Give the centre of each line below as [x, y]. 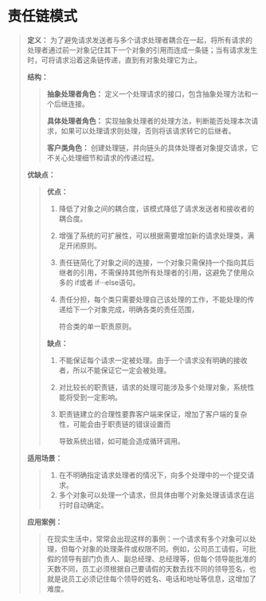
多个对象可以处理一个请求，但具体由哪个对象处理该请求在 [153, 495]
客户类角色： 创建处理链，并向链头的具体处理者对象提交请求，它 [153, 148]
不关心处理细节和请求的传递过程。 [103, 157]
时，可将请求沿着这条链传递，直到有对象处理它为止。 [114, 60]
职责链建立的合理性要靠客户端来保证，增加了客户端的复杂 [153, 414]
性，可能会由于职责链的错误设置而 [115, 424]
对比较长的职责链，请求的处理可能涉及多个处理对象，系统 [153, 387]
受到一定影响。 [98, 397]
